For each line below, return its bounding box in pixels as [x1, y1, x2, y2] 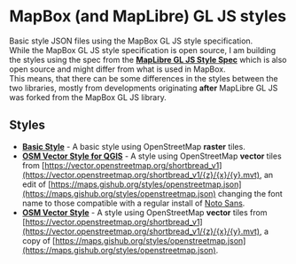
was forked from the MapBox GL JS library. [9, 91, 167, 103]
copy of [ [21, 235, 56, 245]
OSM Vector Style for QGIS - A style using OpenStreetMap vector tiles [21, 151, 282, 161]
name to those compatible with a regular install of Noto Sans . [21, 198, 245, 208]
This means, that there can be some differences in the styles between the [9, 73, 278, 83]
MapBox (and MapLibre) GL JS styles [9, 6, 287, 27]
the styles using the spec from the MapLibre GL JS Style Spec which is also [9, 54, 287, 65]
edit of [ [21, 179, 51, 190]
